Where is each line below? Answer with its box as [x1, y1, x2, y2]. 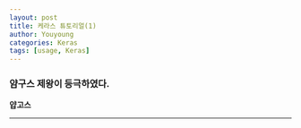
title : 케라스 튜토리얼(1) [9, 21, 97, 30]
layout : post [9, 13, 58, 22]
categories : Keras [9, 38, 78, 47]
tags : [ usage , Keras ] [9, 47, 90, 55]
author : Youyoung [9, 30, 74, 38]
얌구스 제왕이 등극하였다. [9, 78, 110, 90]
